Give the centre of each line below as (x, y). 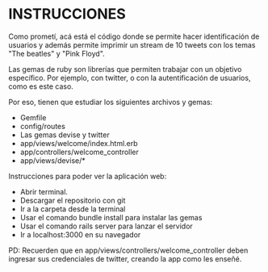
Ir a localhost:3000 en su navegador (80, 234)
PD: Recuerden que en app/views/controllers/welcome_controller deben (128, 250)
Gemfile (33, 117)
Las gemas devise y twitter (65, 135)
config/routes (43, 126)
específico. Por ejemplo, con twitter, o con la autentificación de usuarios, (130, 77)
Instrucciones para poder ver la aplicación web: (88, 176)
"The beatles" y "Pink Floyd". (57, 53)
